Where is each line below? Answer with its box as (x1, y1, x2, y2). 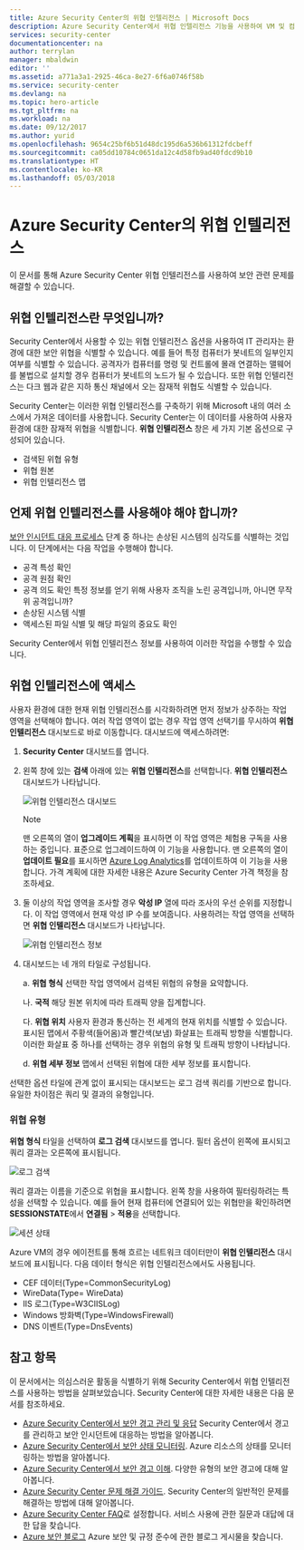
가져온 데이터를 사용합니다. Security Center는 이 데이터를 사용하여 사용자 (33, 412, 292, 422)
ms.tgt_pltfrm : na (9, 106, 79, 115)
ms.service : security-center (9, 81, 119, 90)
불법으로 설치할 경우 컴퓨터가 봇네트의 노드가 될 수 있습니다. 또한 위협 (18, 370, 262, 381)
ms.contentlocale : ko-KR (9, 165, 103, 174)
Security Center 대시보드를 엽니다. (22, 745, 149, 757)
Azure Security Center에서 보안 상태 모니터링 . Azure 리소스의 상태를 (22, 1440, 268, 1451)
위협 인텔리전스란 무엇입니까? (9, 310, 165, 325)
